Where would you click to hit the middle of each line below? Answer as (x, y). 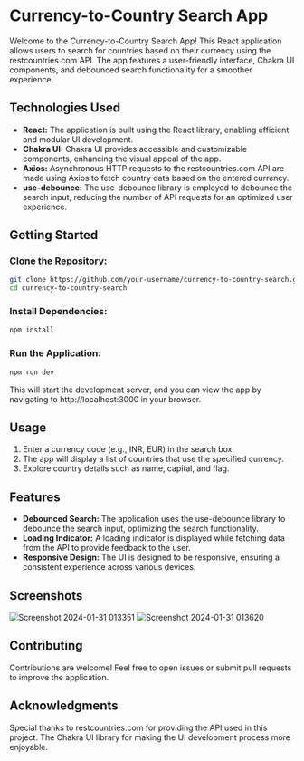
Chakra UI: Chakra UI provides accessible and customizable (134, 149)
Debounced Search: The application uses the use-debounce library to (154, 519)
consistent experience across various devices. (109, 567)
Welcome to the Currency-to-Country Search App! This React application (146, 41)
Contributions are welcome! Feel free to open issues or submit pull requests (151, 668)
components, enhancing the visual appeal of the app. (122, 159)
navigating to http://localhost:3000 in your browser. (105, 399)
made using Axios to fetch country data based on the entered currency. (156, 178)
